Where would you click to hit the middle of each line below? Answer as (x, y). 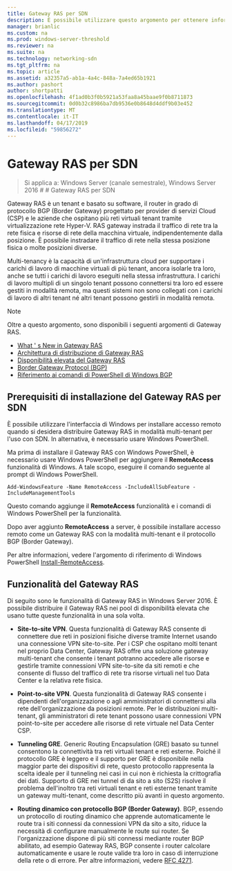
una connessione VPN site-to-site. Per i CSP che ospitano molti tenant (117, 643)
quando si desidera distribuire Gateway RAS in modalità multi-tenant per (110, 432)
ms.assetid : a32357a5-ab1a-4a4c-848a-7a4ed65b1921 (81, 78)
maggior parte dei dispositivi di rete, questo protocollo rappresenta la (116, 766)
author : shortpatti (35, 91)
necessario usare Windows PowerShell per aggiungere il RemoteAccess (110, 460)
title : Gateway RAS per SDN (48, 14)
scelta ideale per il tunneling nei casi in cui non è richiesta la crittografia (119, 773)
